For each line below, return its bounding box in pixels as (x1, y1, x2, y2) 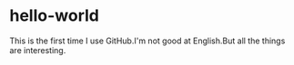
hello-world (9, 5, 100, 26)
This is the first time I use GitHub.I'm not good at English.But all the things (9, 35, 286, 46)
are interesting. (9, 44, 66, 55)
